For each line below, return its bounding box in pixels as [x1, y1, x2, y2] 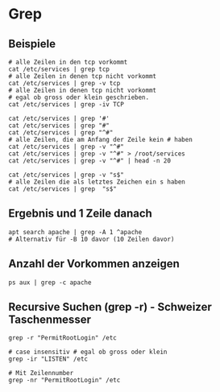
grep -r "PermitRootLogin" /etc [8, 334, 117, 342]
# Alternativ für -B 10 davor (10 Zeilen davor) [8, 235, 175, 243]
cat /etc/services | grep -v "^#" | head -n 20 [8, 157, 172, 165]
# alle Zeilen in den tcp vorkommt [8, 58, 128, 66]
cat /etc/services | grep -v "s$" [8, 171, 125, 179]
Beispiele [8, 37, 56, 51]
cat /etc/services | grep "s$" [8, 185, 117, 193]
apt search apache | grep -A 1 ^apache [8, 228, 143, 236]
